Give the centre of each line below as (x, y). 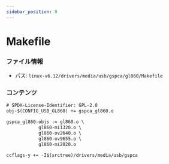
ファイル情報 (25, 61)
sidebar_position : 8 (32, 12)
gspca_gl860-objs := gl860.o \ (45, 122)
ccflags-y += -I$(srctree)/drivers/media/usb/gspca (72, 155)
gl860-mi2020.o (57, 144)
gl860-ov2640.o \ (60, 133)
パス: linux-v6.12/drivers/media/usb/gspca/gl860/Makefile (89, 76)
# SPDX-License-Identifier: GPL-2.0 (52, 106)
